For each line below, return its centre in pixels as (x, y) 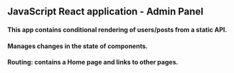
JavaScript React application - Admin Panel (106, 12)
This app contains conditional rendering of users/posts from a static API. (117, 29)
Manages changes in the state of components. (78, 46)
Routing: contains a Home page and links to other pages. (93, 62)
